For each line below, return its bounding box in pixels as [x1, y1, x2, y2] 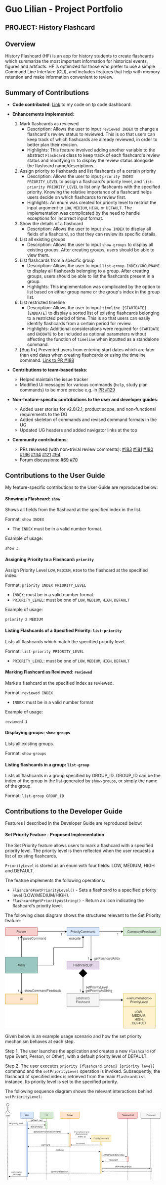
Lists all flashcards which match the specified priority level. [5, 638, 126, 644]
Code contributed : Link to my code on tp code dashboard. [12, 101, 132, 107]
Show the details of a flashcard [19, 221, 83, 227]
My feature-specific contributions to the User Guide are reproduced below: [5, 484, 158, 490]
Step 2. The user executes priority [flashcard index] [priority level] [5, 1063, 155, 1069]
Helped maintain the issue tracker [19, 377, 88, 382]
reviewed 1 [5, 719, 28, 724]
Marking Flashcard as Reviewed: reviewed [5, 669, 92, 675]
